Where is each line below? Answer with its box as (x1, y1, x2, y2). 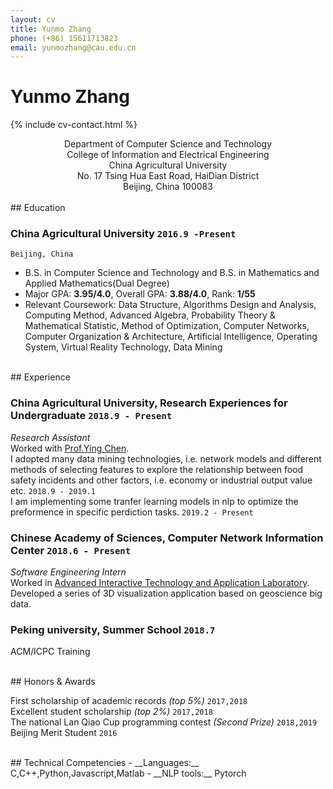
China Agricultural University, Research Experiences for (10, 396, 288, 410)
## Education (10, 202, 66, 214)
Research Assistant (10, 431, 91, 443)
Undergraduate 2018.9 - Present (10, 409, 173, 423)
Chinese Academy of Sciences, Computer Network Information (10, 531, 324, 545)
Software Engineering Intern (10, 566, 127, 578)
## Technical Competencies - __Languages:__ (10, 757, 200, 769)
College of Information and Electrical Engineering (66, 149, 270, 161)
